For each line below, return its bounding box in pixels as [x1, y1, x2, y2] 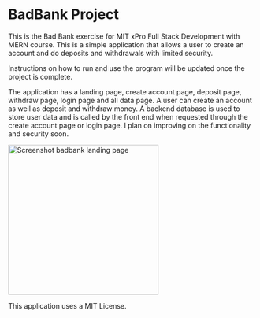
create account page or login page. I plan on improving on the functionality [8, 120, 251, 130]
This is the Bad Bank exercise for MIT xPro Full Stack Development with [8, 31, 240, 41]
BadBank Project [8, 6, 120, 24]
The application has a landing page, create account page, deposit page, [8, 87, 242, 96]
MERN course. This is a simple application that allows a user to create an [8, 39, 244, 49]
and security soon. [8, 128, 69, 139]
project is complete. [8, 72, 73, 81]
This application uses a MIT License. [8, 301, 128, 310]
